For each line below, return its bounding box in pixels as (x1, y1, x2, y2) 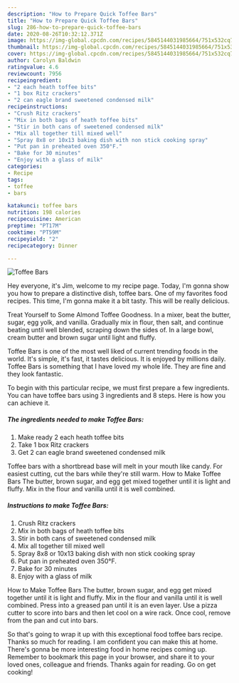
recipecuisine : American (7, 215, 81, 223)
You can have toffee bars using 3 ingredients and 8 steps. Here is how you (7, 391, 226, 400)
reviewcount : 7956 (7, 70, 62, 77)
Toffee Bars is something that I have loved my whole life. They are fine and (7, 362, 226, 371)
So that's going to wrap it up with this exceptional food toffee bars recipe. (7, 630, 223, 639)
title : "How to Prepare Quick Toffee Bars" (7, 17, 139, 24)
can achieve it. (7, 399, 51, 407)
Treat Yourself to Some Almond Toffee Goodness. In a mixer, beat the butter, (7, 311, 231, 319)
